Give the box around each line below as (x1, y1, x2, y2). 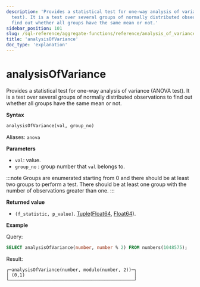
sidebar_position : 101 (6, 25, 62, 31)
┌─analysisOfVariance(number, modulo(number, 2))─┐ (6, 267, 137, 273)
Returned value (6, 198, 45, 206)
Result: (6, 255, 23, 262)
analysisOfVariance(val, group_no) (6, 122, 95, 128)
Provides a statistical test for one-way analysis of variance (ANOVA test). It (6, 87, 190, 94)
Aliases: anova (6, 133, 40, 140)
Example (6, 221, 29, 229)
